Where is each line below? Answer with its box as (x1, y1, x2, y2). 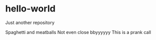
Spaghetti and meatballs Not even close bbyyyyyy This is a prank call (5, 29, 151, 35)
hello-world (5, 3, 56, 14)
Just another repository (5, 19, 55, 25)
